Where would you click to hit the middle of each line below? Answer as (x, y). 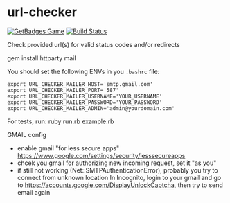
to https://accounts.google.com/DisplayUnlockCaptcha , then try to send (120, 185)
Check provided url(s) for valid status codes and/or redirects (94, 44)
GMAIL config (27, 134)
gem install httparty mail (42, 58)
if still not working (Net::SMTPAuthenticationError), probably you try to (117, 170)
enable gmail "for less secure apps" (68, 148)
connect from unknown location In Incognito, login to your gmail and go (119, 177)
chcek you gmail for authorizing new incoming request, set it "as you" (117, 163)
